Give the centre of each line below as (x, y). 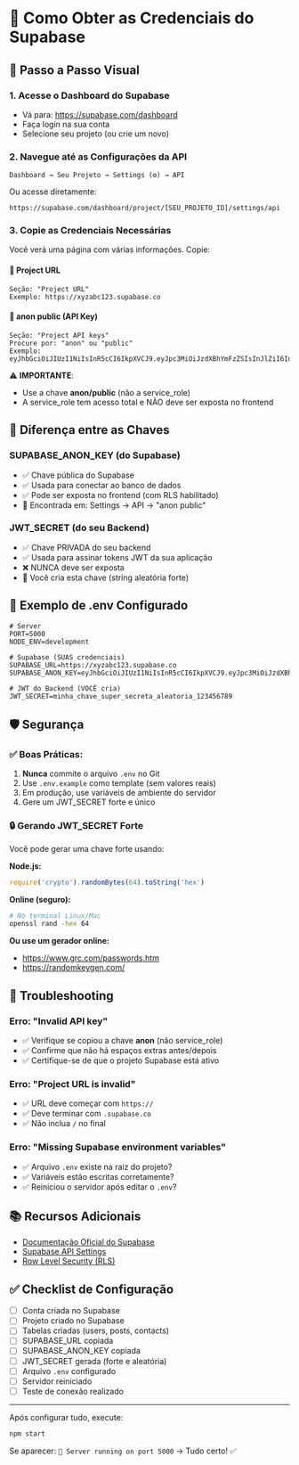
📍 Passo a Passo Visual (74, 70)
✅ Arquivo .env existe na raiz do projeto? (97, 1166)
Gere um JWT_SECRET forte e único (89, 802)
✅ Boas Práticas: (46, 754)
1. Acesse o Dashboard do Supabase (90, 95)
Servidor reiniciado (57, 1381)
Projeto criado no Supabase (73, 1321)
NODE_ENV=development (49, 642)
